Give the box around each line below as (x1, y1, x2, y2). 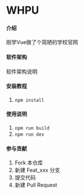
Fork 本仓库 (14, 159, 43, 167)
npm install (14, 97, 44, 103)
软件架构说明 (6, 68, 37, 75)
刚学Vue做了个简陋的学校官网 (6, 39, 79, 46)
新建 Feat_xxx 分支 (14, 167, 60, 174)
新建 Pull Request (14, 182, 57, 189)
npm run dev (14, 132, 44, 137)
